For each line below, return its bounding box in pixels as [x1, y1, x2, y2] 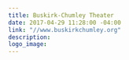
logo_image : [8, 41, 47, 48]
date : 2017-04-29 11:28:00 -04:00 [8, 19, 122, 26]
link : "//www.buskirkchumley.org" [8, 26, 122, 34]
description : [8, 33, 51, 41]
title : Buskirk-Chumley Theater [8, 11, 114, 19]
